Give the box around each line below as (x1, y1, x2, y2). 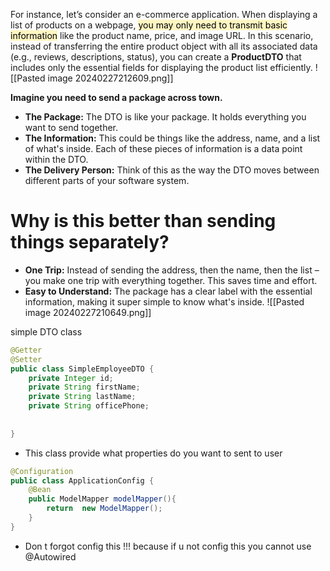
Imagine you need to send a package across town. (10, 92, 223, 103)
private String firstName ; (28, 382, 141, 393)
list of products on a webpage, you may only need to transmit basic (10, 19, 288, 31)
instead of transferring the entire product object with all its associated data (10, 40, 318, 52)
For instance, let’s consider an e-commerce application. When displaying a (10, 9, 318, 20)
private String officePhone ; (28, 401, 150, 411)
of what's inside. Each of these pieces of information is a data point (24, 143, 303, 154)
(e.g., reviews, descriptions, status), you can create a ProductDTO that (10, 51, 302, 63)
